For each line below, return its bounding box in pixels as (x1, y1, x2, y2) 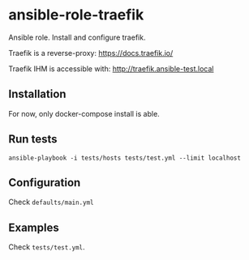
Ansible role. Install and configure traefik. (8, 32, 146, 42)
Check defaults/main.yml (8, 197, 94, 207)
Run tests (8, 132, 58, 147)
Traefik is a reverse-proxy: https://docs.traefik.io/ (8, 48, 174, 58)
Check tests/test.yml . (8, 242, 85, 252)
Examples (8, 220, 59, 234)
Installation (8, 87, 67, 101)
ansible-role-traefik (8, 6, 144, 24)
